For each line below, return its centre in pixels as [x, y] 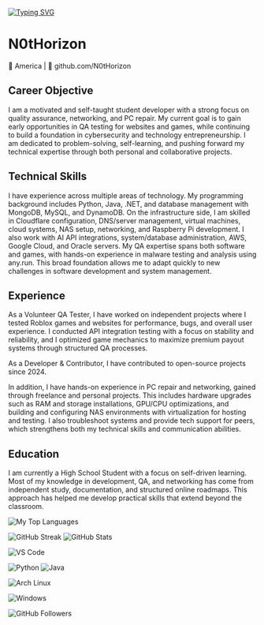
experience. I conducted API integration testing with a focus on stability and [131, 331]
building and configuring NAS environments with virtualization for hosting [127, 412]
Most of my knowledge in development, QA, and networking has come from [131, 481]
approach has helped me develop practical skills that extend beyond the [125, 498]
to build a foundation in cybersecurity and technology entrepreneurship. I [127, 135]
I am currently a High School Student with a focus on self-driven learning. [127, 473]
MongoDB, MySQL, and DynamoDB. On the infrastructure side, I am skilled [129, 212]
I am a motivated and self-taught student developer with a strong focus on [129, 110]
